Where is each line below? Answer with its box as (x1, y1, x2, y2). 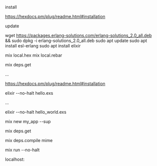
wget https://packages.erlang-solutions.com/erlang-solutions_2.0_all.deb (5, 33, 152, 38)
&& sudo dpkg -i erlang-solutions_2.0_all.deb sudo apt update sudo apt (5, 38, 147, 43)
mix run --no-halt (5, 147, 40, 153)
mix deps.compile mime (5, 138, 53, 143)
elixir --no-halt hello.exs (5, 90, 53, 96)
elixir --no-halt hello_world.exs (5, 109, 67, 115)
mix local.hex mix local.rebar (5, 52, 62, 58)
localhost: (5, 156, 25, 162)
